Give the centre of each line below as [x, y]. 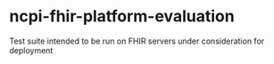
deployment [31, 50]
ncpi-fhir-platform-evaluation [122, 16]
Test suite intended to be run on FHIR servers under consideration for [137, 41]
